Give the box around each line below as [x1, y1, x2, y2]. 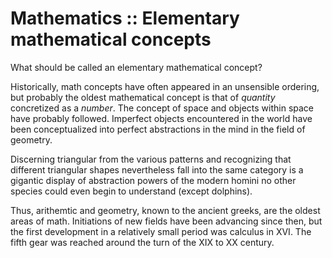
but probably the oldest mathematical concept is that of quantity [10, 91, 276, 103]
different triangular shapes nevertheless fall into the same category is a [10, 163, 304, 176]
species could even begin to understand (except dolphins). [10, 185, 253, 197]
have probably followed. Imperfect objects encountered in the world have [10, 112, 313, 124]
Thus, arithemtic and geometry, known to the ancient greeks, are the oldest [10, 204, 321, 216]
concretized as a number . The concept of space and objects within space [10, 102, 315, 114]
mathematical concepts [10, 28, 212, 51]
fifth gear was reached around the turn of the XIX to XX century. [10, 236, 275, 248]
